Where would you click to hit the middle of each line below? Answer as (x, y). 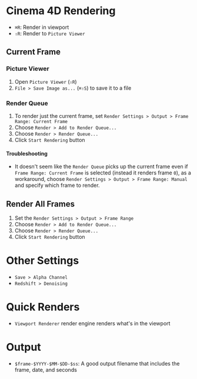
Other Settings (43, 261)
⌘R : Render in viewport (42, 27)
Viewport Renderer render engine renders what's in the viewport (92, 323)
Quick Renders (43, 307)
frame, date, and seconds (46, 370)
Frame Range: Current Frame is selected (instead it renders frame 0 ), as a (103, 173)
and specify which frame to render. (57, 185)
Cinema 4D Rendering (61, 11)
